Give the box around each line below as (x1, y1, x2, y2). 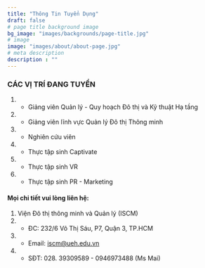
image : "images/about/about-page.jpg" (7, 43, 121, 50)
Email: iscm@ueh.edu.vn (27, 239, 100, 248)
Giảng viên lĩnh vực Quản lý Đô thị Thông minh (27, 117, 164, 127)
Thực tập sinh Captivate (27, 148, 98, 156)
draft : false (7, 17, 46, 24)
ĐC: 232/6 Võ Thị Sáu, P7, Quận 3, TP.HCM (27, 224, 153, 233)
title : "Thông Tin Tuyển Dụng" (7, 10, 99, 18)
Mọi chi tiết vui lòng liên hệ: (7, 193, 89, 202)
